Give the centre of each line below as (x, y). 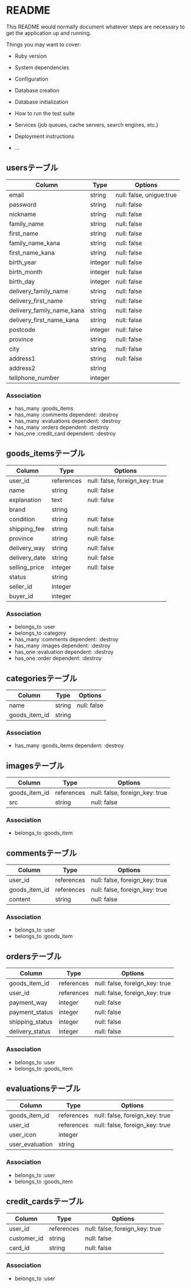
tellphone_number (34, 378)
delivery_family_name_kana (47, 310)
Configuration (31, 79)
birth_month (26, 272)
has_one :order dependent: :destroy (58, 659)
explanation (25, 500)
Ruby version (31, 56)
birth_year (23, 262)
